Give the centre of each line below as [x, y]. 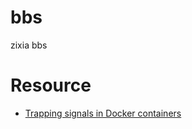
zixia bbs [29, 45]
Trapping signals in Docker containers [103, 113]
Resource [51, 85]
